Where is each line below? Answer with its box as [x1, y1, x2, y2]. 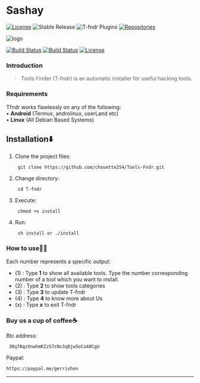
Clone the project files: [14, 153, 71, 160]
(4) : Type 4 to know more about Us [14, 295, 103, 302]
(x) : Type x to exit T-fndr [14, 301, 77, 308]
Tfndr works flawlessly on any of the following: [6, 103, 121, 110]
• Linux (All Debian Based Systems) [6, 116, 94, 123]
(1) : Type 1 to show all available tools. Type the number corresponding [14, 269, 188, 276]
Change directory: [14, 175, 60, 182]
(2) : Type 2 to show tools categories [14, 282, 105, 289]
